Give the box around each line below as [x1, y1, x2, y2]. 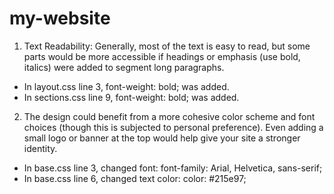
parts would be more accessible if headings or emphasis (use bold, [23, 50, 301, 62]
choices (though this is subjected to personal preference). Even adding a [23, 121, 324, 133]
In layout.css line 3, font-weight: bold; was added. [23, 80, 230, 92]
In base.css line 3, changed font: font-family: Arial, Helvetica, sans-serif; [23, 162, 323, 174]
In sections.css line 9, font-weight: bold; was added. [23, 91, 240, 103]
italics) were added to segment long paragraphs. [23, 61, 225, 73]
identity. [23, 142, 58, 154]
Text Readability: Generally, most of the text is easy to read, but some [23, 40, 311, 52]
